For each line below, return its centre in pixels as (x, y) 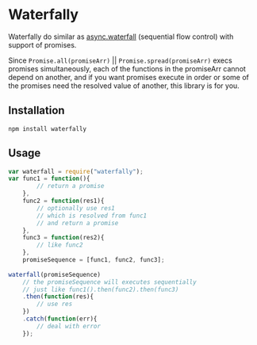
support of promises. (42, 44)
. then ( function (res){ (58, 297)
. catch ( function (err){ (60, 319)
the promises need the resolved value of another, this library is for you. (124, 86)
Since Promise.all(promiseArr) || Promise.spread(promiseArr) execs (120, 60)
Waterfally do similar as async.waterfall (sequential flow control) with (121, 36)
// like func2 (60, 245)
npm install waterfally (48, 128)
